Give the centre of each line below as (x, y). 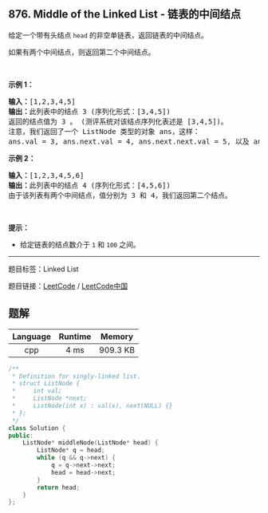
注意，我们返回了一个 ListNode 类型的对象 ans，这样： (104, 131)
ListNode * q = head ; (71, 450)
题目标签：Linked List (43, 269)
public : (21, 436)
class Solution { (37, 428)
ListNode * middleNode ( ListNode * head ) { (91, 443)
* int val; (37, 391)
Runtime (75, 336)
